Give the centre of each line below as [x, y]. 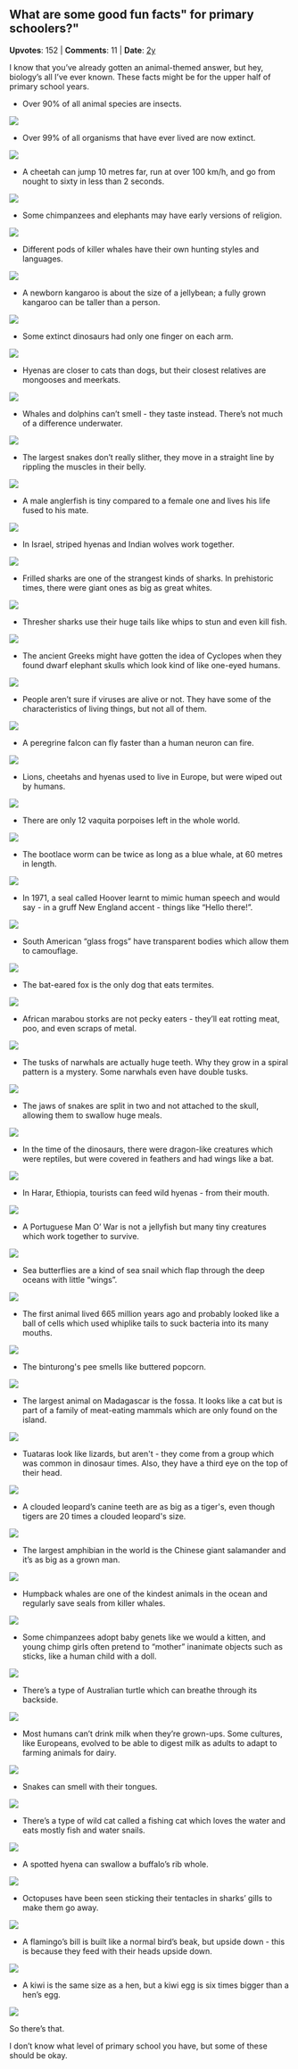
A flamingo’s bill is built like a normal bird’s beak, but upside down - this [153, 1941]
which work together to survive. [81, 1236]
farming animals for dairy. [69, 1752]
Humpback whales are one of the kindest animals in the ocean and [145, 1593]
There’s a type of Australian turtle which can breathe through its [139, 1690]
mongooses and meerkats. [71, 379]
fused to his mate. [55, 510]
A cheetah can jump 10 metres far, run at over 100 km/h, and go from [149, 171]
